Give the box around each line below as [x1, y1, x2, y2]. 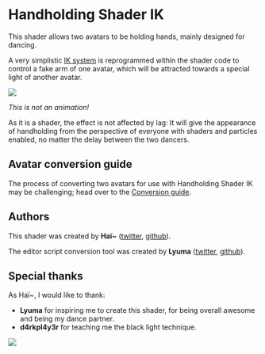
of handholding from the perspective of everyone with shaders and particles [8, 126, 258, 135]
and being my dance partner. [19, 314, 115, 324]
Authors [8, 210, 50, 223]
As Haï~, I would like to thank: [8, 291, 106, 300]
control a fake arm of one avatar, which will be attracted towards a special [8, 63, 250, 73]
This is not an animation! [8, 102, 90, 112]
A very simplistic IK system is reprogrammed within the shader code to [8, 55, 240, 65]
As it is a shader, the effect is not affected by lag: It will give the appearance [8, 117, 256, 128]
